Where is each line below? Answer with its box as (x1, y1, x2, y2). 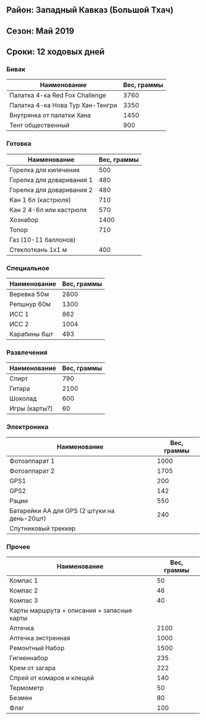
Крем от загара (9, 664, 56, 672)
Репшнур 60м (9, 300, 51, 308)
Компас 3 (9, 596, 39, 605)
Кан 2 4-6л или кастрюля (9, 205, 87, 214)
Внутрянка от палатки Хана (9, 111, 91, 120)
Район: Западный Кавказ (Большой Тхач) (6, 5, 174, 15)
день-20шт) (9, 514, 47, 523)
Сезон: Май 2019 (6, 26, 75, 36)
